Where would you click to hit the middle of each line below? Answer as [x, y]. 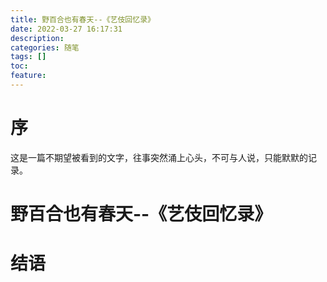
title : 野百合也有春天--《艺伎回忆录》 [82, 19]
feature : [28, 76]
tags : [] [28, 57]
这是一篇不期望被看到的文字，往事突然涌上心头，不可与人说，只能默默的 [159, 157]
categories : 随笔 [45, 47]
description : [37, 38]
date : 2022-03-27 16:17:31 [66, 29]
